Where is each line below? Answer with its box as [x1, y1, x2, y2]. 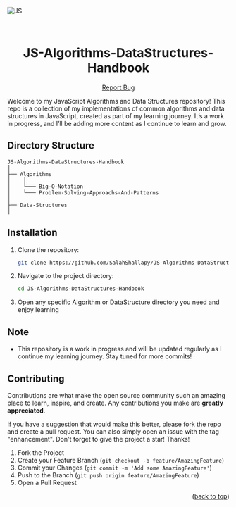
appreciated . [7, 406, 46, 415]
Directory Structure [7, 139, 95, 151]
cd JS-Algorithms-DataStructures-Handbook [17, 285, 144, 292]
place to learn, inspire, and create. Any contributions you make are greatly [7, 399, 224, 407]
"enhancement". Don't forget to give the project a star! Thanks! [7, 434, 190, 443]
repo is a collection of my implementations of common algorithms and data [7, 104, 225, 113]
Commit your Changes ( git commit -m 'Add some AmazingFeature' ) [17, 463, 213, 472]
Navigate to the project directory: [17, 272, 114, 280]
